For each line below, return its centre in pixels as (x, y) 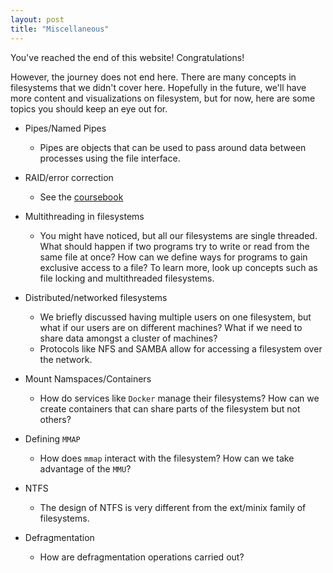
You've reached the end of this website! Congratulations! (127, 57)
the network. (66, 359)
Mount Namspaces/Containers (88, 378)
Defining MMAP (52, 438)
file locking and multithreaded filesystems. (127, 278)
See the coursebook (81, 197)
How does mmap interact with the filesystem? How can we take (167, 458)
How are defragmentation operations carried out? (142, 557)
